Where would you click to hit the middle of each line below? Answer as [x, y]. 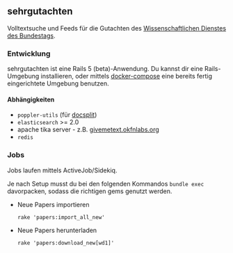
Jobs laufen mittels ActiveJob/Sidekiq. [62, 170]
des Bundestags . [31, 35]
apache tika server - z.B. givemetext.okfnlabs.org [88, 130]
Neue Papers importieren [53, 204]
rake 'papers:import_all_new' [61, 217]
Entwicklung [29, 54]
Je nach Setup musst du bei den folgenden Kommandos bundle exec [106, 183]
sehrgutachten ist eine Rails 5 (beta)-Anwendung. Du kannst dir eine [105, 69]
